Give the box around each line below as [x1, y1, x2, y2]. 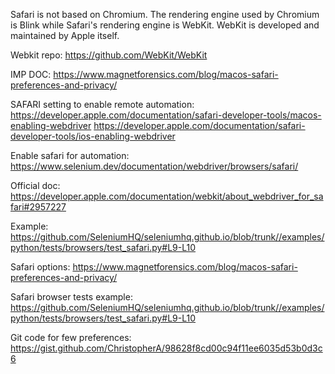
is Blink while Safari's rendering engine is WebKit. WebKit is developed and [10, 19, 320, 31]
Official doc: [10, 180, 61, 191]
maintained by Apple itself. [10, 30, 120, 41]
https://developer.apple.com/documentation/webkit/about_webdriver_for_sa [10, 190, 324, 202]
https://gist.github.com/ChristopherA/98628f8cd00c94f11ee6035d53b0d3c [10, 342, 323, 354]
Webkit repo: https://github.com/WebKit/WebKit [10, 49, 208, 61]
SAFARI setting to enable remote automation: [10, 99, 195, 110]
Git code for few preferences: [10, 332, 132, 343]
